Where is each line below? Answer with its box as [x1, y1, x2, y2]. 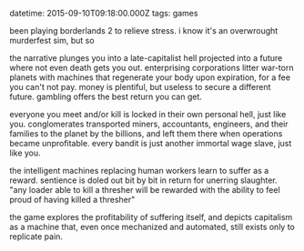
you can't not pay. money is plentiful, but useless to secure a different [9, 82, 271, 92]
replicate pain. [9, 231, 64, 242]
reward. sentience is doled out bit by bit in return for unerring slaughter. [9, 175, 278, 186]
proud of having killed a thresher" [9, 195, 136, 205]
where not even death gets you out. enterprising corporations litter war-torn [9, 63, 294, 73]
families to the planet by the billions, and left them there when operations [9, 128, 283, 139]
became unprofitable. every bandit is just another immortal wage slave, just [9, 138, 292, 148]
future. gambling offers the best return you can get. [9, 91, 203, 102]
